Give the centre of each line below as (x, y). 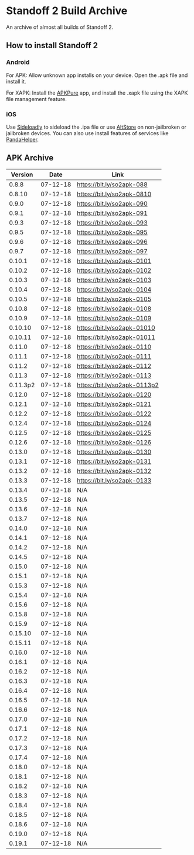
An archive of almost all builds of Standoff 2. (60, 27)
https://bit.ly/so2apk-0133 (114, 480)
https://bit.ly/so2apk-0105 (114, 299)
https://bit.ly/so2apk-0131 (114, 461)
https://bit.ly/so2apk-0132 (114, 471)
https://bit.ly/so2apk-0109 (114, 318)
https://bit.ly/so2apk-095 (112, 232)
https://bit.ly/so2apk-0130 (114, 452)
